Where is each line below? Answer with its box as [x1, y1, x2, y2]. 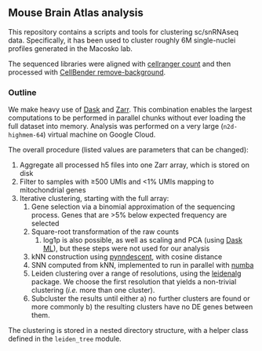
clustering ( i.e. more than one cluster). [31, 286, 155, 295]
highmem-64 [8, 131, 44, 140]
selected [31, 219, 60, 229]
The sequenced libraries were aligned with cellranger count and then [8, 59, 231, 68]
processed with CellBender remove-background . [8, 67, 166, 77]
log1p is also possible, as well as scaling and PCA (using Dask [42, 236, 243, 245]
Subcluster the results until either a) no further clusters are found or [31, 294, 250, 303]
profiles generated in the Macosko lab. [8, 43, 133, 53]
